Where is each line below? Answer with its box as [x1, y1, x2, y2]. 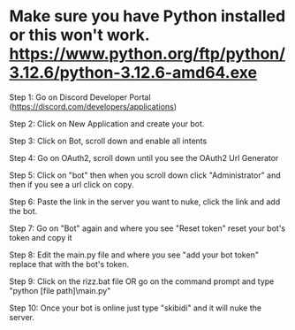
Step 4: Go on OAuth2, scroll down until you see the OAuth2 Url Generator [9, 152, 279, 163]
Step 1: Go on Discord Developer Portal [9, 91, 152, 103]
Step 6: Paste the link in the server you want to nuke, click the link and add [9, 196, 281, 207]
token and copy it [9, 232, 72, 242]
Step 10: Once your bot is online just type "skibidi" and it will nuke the [9, 303, 262, 313]
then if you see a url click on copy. [9, 179, 134, 189]
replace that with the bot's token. [9, 258, 130, 269]
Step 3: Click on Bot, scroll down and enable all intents [9, 135, 208, 146]
